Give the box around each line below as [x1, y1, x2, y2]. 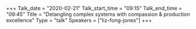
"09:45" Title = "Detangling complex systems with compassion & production [6, 11, 190, 18]
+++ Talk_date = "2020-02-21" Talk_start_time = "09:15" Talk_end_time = [6, 5, 183, 11]
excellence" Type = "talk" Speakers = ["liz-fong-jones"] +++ [6, 17, 152, 23]
